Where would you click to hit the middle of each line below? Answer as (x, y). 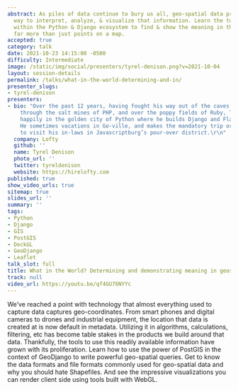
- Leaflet (22, 258)
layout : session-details (44, 73)
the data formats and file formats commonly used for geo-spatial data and (115, 364)
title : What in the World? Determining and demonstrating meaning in (112, 271)
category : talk (30, 47)
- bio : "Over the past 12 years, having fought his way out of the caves (119, 106)
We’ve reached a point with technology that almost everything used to (110, 304)
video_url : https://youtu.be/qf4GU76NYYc (69, 284)
